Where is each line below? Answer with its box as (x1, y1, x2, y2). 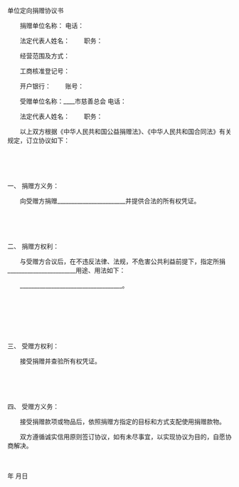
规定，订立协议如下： (7, 136, 70, 145)
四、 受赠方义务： (7, 402, 59, 411)
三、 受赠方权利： (7, 342, 59, 350)
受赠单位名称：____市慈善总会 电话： (19, 97, 127, 105)
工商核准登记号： (19, 67, 70, 75)
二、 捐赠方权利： (7, 242, 59, 251)
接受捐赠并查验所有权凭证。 (19, 357, 101, 365)
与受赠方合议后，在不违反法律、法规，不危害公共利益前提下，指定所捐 (19, 257, 225, 266)
